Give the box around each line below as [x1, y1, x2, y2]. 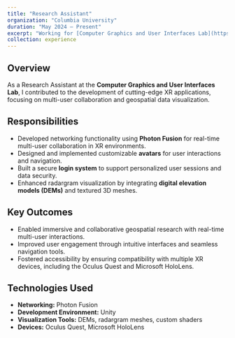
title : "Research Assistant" [7, 10, 92, 17]
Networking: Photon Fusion [17, 301, 98, 309]
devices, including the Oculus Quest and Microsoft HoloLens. [17, 262, 194, 270]
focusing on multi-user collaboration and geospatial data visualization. [7, 95, 210, 103]
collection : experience [7, 36, 77, 43]
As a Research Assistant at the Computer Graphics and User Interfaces [7, 80, 215, 89]
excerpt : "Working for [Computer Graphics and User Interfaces [7, 29, 196, 37]
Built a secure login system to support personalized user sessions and [17, 163, 222, 172]
